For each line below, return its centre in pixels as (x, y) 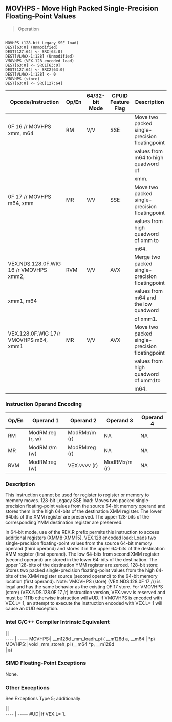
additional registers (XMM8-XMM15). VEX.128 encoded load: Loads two (81, 538)
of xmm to (146, 240)
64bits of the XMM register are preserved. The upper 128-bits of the (77, 517)
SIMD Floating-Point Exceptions (46, 663)
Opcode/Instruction (35, 102)
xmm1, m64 (23, 301)
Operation (28, 29)
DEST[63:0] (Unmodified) (32, 47)
